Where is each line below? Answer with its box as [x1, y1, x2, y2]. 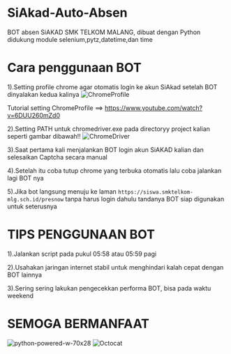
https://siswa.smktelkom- [118, 188, 193, 196]
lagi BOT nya [7, 174, 44, 182]
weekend [7, 291, 33, 300]
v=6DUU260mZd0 [7, 111, 61, 119]
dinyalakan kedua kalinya [7, 90, 80, 98]
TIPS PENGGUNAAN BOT [7, 226, 156, 243]
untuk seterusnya [7, 202, 57, 210]
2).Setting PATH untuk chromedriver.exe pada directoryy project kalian [7, 124, 211, 133]
